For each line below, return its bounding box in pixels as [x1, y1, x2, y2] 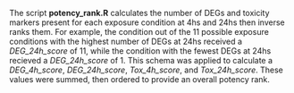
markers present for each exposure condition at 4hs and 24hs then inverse [9, 17, 285, 28]
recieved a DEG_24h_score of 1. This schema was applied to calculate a [9, 55, 273, 65]
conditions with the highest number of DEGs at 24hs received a [9, 36, 243, 46]
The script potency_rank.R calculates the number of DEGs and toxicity [9, 8, 270, 18]
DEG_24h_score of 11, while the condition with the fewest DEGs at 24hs [9, 46, 272, 56]
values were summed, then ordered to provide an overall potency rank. [9, 74, 271, 84]
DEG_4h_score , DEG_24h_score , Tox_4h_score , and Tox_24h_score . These [9, 64, 283, 75]
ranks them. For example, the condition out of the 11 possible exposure [9, 27, 270, 37]
